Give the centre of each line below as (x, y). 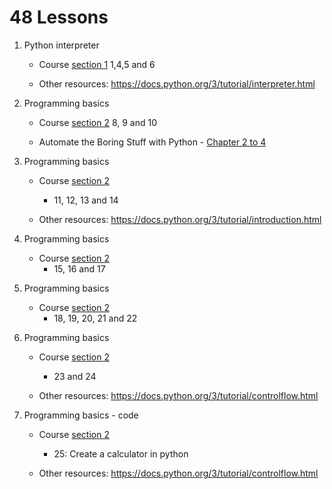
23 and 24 (75, 376)
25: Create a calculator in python (121, 453)
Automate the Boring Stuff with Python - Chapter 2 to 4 (152, 142)
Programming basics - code (81, 415)
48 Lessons (59, 17)
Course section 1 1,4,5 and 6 (97, 64)
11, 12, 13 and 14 (86, 200)
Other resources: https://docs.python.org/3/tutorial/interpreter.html (177, 83)
